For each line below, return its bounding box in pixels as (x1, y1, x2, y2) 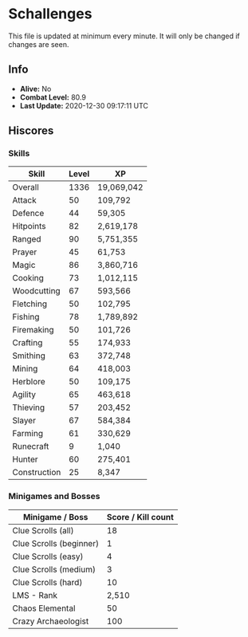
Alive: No (19, 84, 52, 93)
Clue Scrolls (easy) (12, 551, 84, 562)
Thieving (12, 402, 45, 413)
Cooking (12, 273, 44, 284)
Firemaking (12, 324, 54, 336)
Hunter (12, 454, 38, 465)
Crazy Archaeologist (12, 615, 89, 627)
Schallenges (8, 5, 93, 23)
